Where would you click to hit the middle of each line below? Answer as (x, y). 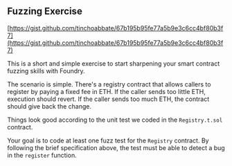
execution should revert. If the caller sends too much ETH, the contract (108, 99)
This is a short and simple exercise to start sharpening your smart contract (114, 63)
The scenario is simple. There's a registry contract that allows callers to (109, 84)
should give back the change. (50, 106)
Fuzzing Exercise (45, 11)
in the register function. (42, 155)
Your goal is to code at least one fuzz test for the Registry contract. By (108, 140)
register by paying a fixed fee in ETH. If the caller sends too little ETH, (106, 91)
